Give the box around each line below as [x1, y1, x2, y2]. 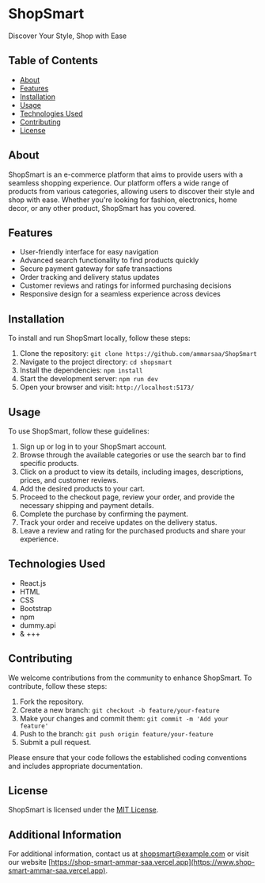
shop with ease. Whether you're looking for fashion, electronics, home [8, 195, 237, 205]
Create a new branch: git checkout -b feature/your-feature [19, 705, 220, 714]
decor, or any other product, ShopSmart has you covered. [8, 203, 196, 212]
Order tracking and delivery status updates [19, 273, 160, 282]
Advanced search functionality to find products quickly [19, 255, 199, 266]
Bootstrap [19, 603, 52, 613]
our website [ [8, 858, 51, 867]
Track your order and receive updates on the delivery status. [19, 518, 218, 527]
